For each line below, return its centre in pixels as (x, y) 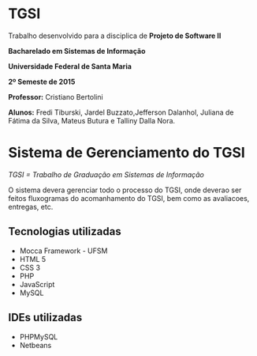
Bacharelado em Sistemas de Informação (77, 51)
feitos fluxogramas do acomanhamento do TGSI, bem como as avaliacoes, (129, 198)
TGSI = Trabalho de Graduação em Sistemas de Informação (106, 174)
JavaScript (37, 284)
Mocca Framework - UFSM (63, 251)
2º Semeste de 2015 (42, 81)
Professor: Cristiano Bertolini (56, 97)
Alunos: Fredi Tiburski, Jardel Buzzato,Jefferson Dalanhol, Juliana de (121, 112)
